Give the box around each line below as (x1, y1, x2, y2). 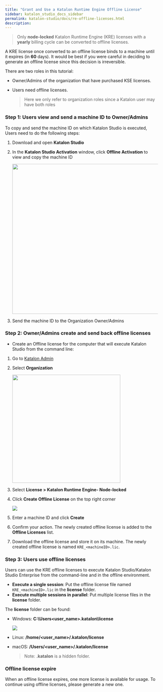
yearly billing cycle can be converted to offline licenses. (16, 39, 130, 45)
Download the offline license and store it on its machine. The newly (12, 538, 147, 544)
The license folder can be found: (5, 606, 71, 612)
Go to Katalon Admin (12, 355, 54, 361)
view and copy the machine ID (12, 154, 73, 160)
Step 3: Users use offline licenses (5, 556, 86, 563)
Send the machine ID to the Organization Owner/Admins (12, 318, 125, 324)
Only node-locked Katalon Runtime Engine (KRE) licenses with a (16, 34, 146, 40)
